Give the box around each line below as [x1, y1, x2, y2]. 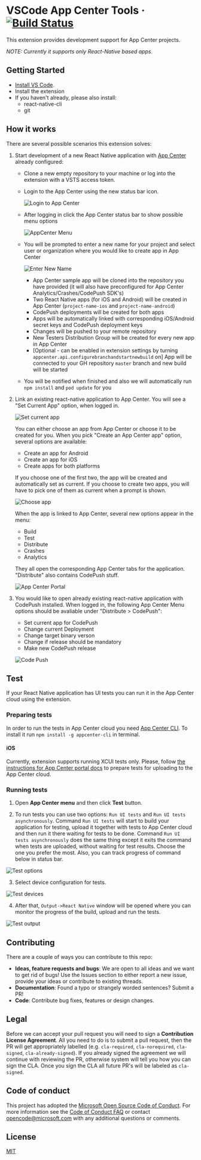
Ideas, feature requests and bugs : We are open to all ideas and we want [14, 964, 194, 972]
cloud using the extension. [6, 696, 72, 703]
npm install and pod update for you [23, 383, 112, 391]
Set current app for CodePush [23, 619, 98, 626]
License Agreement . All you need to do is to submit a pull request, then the [6, 1036, 192, 1044]
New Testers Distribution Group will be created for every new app [32, 334, 194, 341]
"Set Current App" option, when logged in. [14, 401, 120, 409]
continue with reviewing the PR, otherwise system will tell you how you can [6, 1056, 191, 1063]
